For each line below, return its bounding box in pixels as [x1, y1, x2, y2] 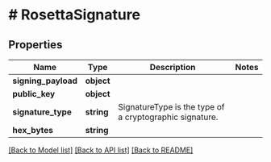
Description [149, 62, 196, 73]
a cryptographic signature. [118, 111, 219, 123]
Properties [8, 38, 63, 52]
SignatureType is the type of [118, 102, 225, 112]
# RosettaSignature [8, 6, 141, 24]
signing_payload [12, 75, 78, 86]
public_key [12, 89, 56, 99]
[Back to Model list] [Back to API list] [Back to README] [8, 145, 194, 155]
